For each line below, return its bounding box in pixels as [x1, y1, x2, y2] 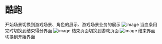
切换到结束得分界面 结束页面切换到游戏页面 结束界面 [13, 27, 156, 33]
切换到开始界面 [5, 34, 35, 40]
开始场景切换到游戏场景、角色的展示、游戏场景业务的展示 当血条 [5, 22, 153, 27]
